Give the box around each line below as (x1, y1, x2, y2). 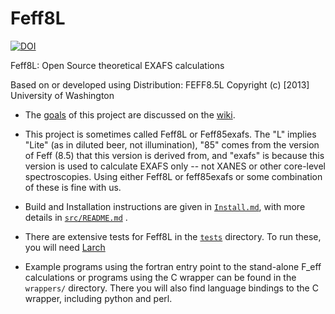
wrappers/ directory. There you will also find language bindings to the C (24, 282, 319, 294)
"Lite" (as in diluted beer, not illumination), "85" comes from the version (24, 138, 320, 151)
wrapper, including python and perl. (24, 292, 173, 304)
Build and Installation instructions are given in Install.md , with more (24, 200, 306, 212)
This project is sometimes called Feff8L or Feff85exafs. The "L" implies (24, 128, 317, 140)
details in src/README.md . (24, 211, 128, 223)
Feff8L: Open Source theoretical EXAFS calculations (10, 59, 225, 71)
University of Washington (10, 89, 115, 101)
